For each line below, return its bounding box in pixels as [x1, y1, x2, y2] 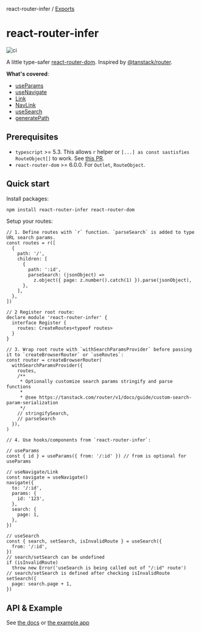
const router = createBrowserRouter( [6, 357, 102, 363]
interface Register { [12, 320, 67, 326]
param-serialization [6, 400, 59, 406]
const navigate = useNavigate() [6, 474, 88, 480]
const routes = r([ [6, 240, 56, 246]
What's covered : [6, 70, 49, 77]
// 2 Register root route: [6, 309, 75, 315]
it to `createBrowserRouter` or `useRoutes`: [6, 352, 124, 358]
